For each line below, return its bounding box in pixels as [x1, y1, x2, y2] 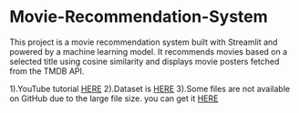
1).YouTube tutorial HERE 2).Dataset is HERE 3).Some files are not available [9, 83, 290, 94]
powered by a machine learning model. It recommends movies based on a [9, 46, 288, 56]
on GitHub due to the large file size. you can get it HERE [9, 93, 219, 104]
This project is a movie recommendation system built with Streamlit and [9, 36, 278, 47]
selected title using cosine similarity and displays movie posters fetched [9, 56, 280, 67]
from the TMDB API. [9, 66, 85, 77]
